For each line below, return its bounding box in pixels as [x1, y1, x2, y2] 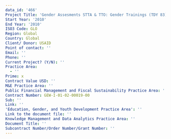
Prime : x [5, 74, 24, 79]
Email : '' [5, 50, 26, 55]
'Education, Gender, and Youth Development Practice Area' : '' [5, 107, 142, 112]
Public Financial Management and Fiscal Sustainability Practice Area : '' [5, 88, 167, 93]
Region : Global [5, 31, 38, 36]
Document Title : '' [5, 121, 47, 126]
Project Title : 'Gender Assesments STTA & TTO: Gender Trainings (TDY [5, 12, 158, 17]
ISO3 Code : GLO [5, 26, 38, 32]
